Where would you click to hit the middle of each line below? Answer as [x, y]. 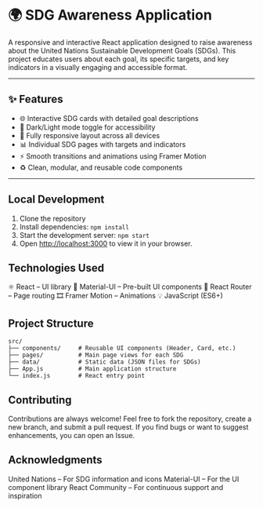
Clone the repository [52, 218]
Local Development [56, 200]
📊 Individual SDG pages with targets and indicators [103, 144]
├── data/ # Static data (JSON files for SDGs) [104, 362]
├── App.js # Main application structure [92, 369]
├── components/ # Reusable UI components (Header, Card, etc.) [122, 349]
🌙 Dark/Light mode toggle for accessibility [87, 127]
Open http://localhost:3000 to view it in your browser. [106, 243]
